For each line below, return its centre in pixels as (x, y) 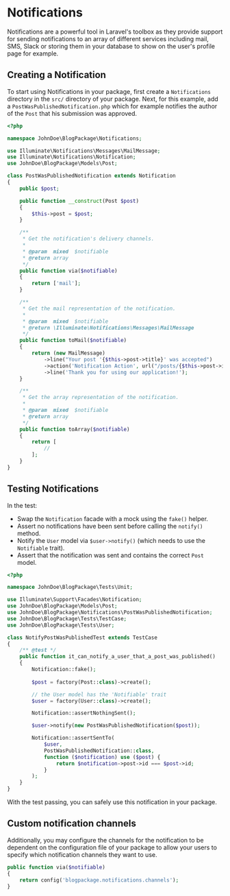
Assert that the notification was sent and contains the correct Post (110, 555)
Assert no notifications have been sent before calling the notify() (110, 526)
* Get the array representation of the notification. (101, 398)
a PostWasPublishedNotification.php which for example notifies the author (112, 106)
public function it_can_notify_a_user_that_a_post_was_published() (117, 657)
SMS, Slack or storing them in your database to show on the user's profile (111, 46)
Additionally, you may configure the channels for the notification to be (105, 840)
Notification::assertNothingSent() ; (84, 713)
